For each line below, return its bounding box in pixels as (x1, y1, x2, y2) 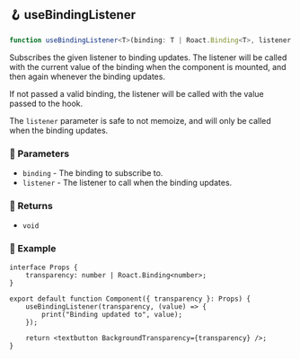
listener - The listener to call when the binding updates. (22, 177, 233, 188)
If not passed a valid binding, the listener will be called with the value (9, 88, 265, 99)
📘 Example (9, 242, 57, 255)
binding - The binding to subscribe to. (22, 167, 163, 178)
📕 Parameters (9, 147, 70, 160)
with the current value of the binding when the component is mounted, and (9, 61, 287, 72)
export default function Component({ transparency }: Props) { (9, 294, 251, 303)
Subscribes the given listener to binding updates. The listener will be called (9, 52, 287, 63)
